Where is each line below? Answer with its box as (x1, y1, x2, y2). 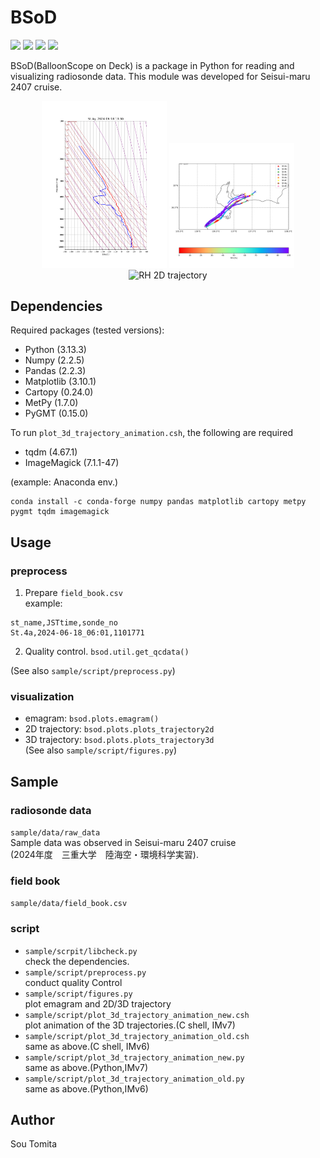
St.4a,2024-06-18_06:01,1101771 (10, 628, 145, 638)
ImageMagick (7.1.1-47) (24, 457, 120, 469)
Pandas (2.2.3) (24, 365, 87, 377)
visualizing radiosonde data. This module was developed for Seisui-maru (10, 70, 311, 82)
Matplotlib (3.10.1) (24, 376, 97, 388)
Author (10, 1112, 55, 1129)
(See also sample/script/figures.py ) (24, 744, 178, 756)
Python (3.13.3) (24, 344, 87, 356)
